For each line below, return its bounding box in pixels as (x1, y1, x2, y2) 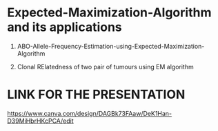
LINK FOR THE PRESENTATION (7, 87, 186, 102)
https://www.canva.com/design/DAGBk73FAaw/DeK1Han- (7, 109, 172, 117)
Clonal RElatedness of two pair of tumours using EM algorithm (17, 62, 195, 71)
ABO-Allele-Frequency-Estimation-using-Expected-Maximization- (17, 42, 205, 50)
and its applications (7, 19, 122, 35)
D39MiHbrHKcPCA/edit (7, 117, 74, 125)
